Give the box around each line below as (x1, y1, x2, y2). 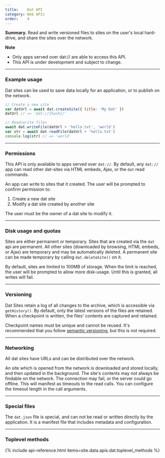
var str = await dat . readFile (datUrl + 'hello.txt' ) (5, 129, 115, 134)
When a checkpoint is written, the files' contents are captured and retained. (5, 313, 158, 318)
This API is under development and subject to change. (12, 59, 122, 65)
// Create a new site (5, 102, 50, 107)
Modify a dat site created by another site (12, 201, 95, 207)
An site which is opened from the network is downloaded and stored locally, (5, 365, 159, 371)
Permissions (5, 150, 36, 157)
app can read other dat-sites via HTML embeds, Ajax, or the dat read (5, 167, 145, 172)
